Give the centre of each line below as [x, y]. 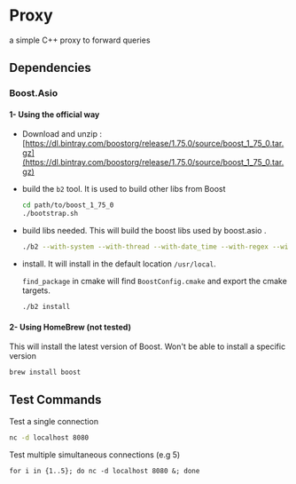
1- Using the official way [55, 114]
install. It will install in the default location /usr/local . [119, 264]
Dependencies [50, 68]
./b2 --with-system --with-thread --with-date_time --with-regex [145, 247]
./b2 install [46, 307]
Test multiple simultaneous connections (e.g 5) [95, 455]
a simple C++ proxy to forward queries [80, 40]
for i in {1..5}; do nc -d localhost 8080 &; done [105, 471]
